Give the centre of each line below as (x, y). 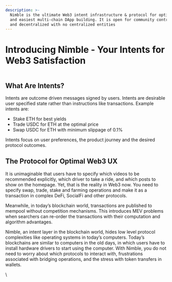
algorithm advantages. (29, 222)
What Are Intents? (35, 86)
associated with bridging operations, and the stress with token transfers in (84, 259)
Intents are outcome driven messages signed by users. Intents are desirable (85, 98)
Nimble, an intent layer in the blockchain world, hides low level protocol (80, 232)
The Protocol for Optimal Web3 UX (61, 162)
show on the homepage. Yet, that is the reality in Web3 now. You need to (82, 184)
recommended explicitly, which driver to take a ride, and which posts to (81, 179)
